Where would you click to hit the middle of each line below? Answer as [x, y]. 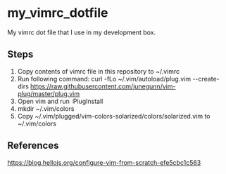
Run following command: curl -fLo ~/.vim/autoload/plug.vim [104, 79]
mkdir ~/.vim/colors [46, 108]
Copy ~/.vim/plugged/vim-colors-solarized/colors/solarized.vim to [114, 116]
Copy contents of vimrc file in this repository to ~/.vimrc [99, 71]
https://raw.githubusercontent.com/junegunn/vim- [103, 86]
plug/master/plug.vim [49, 93]
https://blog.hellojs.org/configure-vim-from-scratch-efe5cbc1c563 [104, 162]
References [33, 146]
